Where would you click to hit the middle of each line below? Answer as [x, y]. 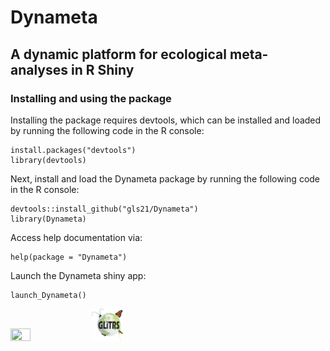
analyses [39, 69]
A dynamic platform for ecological [118, 54]
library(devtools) [48, 160]
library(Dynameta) [48, 219]
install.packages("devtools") [73, 150]
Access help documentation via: [76, 237]
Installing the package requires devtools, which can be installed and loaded [166, 120]
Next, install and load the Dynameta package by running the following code [165, 178]
